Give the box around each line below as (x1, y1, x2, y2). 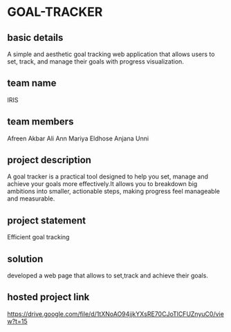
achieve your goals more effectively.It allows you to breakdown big (7, 180, 198, 188)
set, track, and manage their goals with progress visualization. (7, 57, 185, 66)
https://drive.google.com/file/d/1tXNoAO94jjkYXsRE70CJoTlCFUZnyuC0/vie (7, 309, 225, 318)
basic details (7, 32, 64, 44)
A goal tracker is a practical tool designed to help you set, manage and (7, 172, 209, 181)
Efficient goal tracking (7, 233, 70, 241)
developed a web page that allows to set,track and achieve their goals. (7, 271, 209, 280)
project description (7, 154, 92, 166)
